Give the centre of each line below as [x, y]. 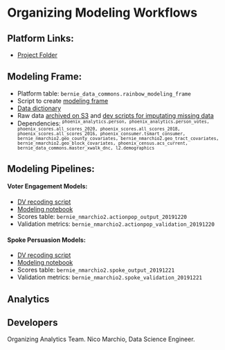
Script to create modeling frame [63, 100]
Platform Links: [40, 38]
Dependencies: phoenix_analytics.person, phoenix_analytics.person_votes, [113, 123]
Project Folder [37, 55]
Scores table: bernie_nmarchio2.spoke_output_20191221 [96, 270]
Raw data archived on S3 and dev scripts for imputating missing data [116, 115]
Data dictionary [39, 108]
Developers [33, 323]
